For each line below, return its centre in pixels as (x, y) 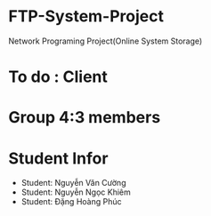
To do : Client (58, 77)
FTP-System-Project (86, 16)
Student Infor (58, 158)
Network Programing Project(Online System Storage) (105, 41)
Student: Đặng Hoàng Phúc (71, 202)
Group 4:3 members (85, 118)
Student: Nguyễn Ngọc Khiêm (76, 192)
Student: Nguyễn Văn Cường (73, 183)
